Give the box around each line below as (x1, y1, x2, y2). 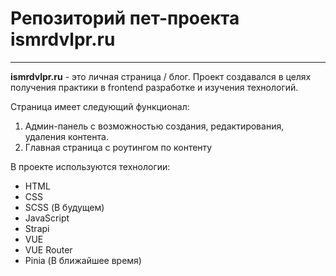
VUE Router (24, 243, 73, 256)
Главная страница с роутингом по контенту (24, 141, 213, 153)
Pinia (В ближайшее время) (24, 254, 142, 266)
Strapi (24, 222, 50, 234)
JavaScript (24, 212, 70, 224)
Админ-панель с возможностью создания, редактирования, (24, 120, 285, 132)
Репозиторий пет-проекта (10, 7, 240, 30)
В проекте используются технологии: (10, 160, 171, 172)
